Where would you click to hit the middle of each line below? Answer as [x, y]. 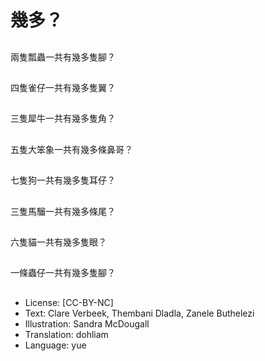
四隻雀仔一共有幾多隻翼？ [63, 87]
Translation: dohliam [66, 334]
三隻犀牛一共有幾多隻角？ [63, 118]
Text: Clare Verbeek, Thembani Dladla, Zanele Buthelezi [139, 313]
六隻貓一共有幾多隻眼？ [58, 242]
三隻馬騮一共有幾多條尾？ [63, 211]
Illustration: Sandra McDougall [87, 323]
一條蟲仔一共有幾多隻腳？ [63, 273]
